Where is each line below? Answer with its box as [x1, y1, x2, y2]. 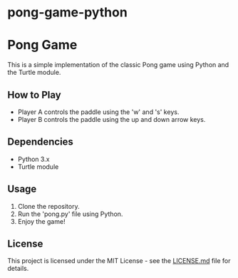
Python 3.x [17, 155, 50, 163]
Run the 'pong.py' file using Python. [17, 210, 123, 218]
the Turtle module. [7, 68, 61, 77]
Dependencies [7, 136, 73, 148]
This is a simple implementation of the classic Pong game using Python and [7, 61, 229, 69]
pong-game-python [7, 4, 128, 21]
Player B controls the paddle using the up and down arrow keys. [17, 115, 206, 123]
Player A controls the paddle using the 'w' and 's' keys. [17, 108, 180, 116]
